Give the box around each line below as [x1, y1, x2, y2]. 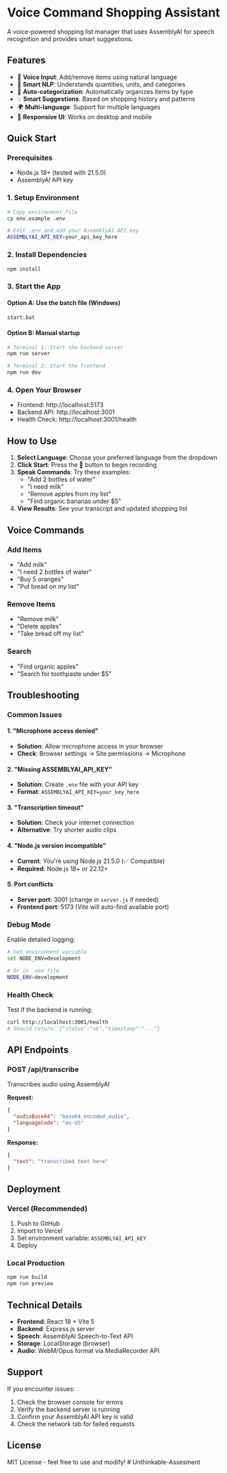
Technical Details [7, 1299, 83, 1311]
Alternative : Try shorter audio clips [16, 826, 117, 834]
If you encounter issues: [7, 1385, 75, 1393]
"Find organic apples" [16, 662, 79, 670]
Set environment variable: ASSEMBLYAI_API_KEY [16, 1234, 147, 1242]
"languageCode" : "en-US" [13, 1119, 84, 1127]
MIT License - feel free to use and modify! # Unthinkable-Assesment [7, 1458, 200, 1466]
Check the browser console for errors [16, 1398, 124, 1406]
